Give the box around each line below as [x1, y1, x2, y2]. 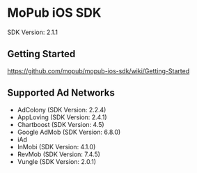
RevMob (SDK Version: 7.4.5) [17, 150, 101, 158]
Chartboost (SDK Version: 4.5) [17, 120, 104, 128]
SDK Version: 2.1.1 [7, 28, 58, 36]
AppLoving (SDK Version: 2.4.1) [17, 113, 107, 121]
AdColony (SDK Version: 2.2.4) [17, 105, 107, 114]
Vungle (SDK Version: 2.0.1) [17, 157, 96, 165]
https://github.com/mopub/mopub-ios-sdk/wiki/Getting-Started [7, 66, 190, 75]
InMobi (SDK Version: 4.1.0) [17, 142, 96, 151]
